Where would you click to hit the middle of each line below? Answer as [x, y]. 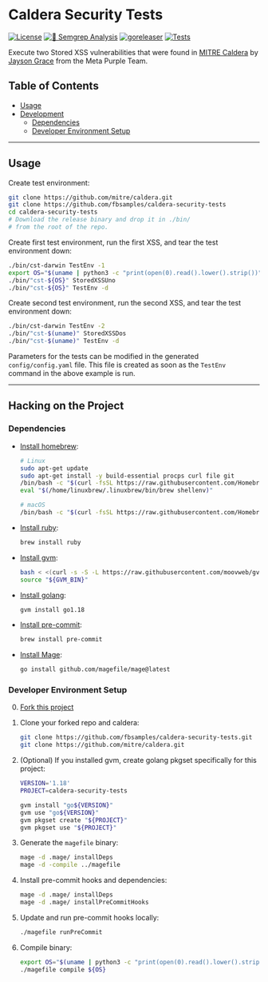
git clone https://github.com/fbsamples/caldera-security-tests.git [136, 737]
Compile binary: [46, 947]
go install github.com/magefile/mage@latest [95, 669]
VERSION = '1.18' [45, 784]
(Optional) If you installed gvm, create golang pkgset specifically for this [138, 760]
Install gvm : [39, 557]
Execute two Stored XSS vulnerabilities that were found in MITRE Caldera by [134, 52]
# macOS [32, 505]
